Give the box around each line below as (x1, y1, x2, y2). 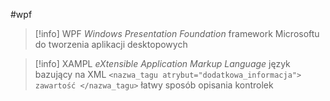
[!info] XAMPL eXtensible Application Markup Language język (34, 58, 291, 69)
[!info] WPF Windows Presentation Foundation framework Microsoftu (34, 28, 320, 39)
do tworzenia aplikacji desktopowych (34, 39, 188, 50)
